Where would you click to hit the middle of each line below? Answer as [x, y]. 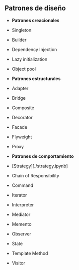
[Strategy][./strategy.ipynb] [40, 166]
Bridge [19, 98]
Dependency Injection [34, 49]
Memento [22, 224]
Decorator [22, 117]
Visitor [18, 263]
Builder [19, 40]
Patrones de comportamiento [43, 156]
